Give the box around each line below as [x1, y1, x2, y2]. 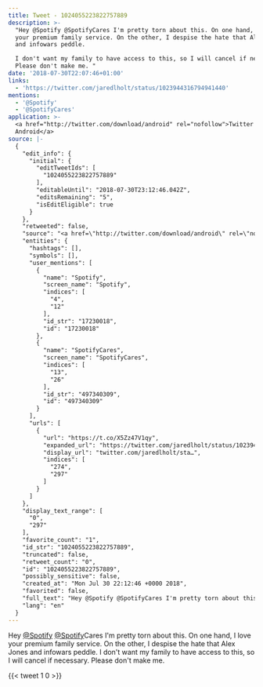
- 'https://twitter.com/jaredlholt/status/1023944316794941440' [15, 84, 229, 92]
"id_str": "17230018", [42, 317, 117, 325]
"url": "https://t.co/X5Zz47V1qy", [42, 434, 159, 442]
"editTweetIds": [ [36, 164, 96, 173]
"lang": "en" [22, 602, 65, 609]
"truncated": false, [22, 551, 89, 558]
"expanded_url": [42, 441, 96, 449]
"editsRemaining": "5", [36, 193, 113, 201]
